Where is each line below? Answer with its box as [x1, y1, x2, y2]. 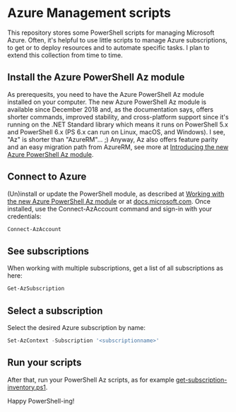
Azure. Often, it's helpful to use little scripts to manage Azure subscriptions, [7, 35, 228, 44]
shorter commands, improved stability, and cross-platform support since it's [7, 112, 229, 121]
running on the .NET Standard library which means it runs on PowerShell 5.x [7, 120, 228, 129]
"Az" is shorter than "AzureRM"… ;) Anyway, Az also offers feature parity [7, 135, 218, 143]
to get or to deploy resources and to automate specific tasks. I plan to [7, 43, 210, 52]
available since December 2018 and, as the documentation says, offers [7, 105, 214, 114]
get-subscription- [175, 375, 228, 384]
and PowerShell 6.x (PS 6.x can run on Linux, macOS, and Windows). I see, [7, 127, 226, 136]
